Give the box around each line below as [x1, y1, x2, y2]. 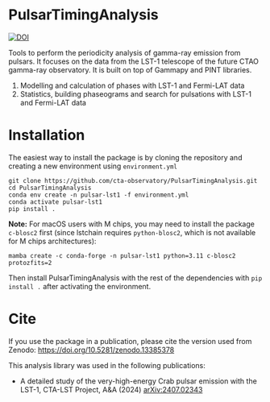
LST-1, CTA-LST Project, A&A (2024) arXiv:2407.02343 [19, 384, 203, 394]
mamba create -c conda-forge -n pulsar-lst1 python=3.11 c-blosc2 [8, 251, 236, 259]
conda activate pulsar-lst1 [8, 197, 103, 206]
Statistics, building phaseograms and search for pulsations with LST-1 [19, 89, 252, 98]
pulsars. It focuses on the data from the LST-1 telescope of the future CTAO [8, 56, 260, 66]
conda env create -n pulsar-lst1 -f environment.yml [8, 191, 189, 199]
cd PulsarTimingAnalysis [8, 184, 92, 192]
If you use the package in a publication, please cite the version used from [8, 336, 252, 346]
